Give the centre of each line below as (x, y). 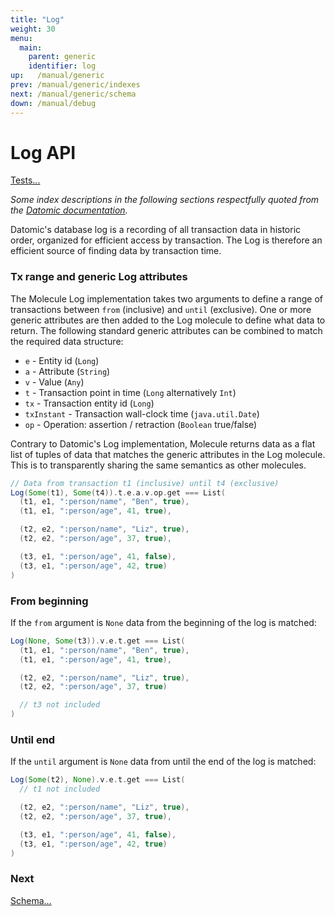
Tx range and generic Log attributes (99, 277)
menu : (21, 38)
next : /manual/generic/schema (73, 94)
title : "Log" (37, 19)
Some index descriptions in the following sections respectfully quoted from (165, 200)
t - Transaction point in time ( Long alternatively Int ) (130, 392)
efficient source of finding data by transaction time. (116, 251)
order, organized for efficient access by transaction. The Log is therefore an (166, 240)
